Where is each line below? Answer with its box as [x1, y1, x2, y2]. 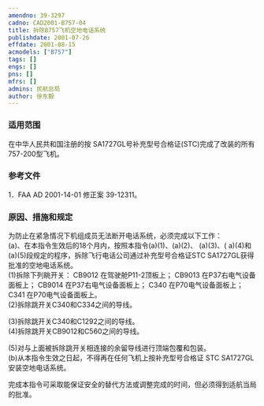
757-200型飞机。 [8, 149, 65, 158]
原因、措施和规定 [8, 211, 73, 222]
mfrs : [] [8, 77, 37, 85]
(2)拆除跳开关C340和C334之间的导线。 [8, 300, 137, 310]
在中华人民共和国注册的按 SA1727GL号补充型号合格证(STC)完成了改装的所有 [8, 139, 255, 148]
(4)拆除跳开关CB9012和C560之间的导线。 [8, 326, 144, 336]
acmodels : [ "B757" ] [8, 48, 73, 56]
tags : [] [8, 56, 37, 64]
